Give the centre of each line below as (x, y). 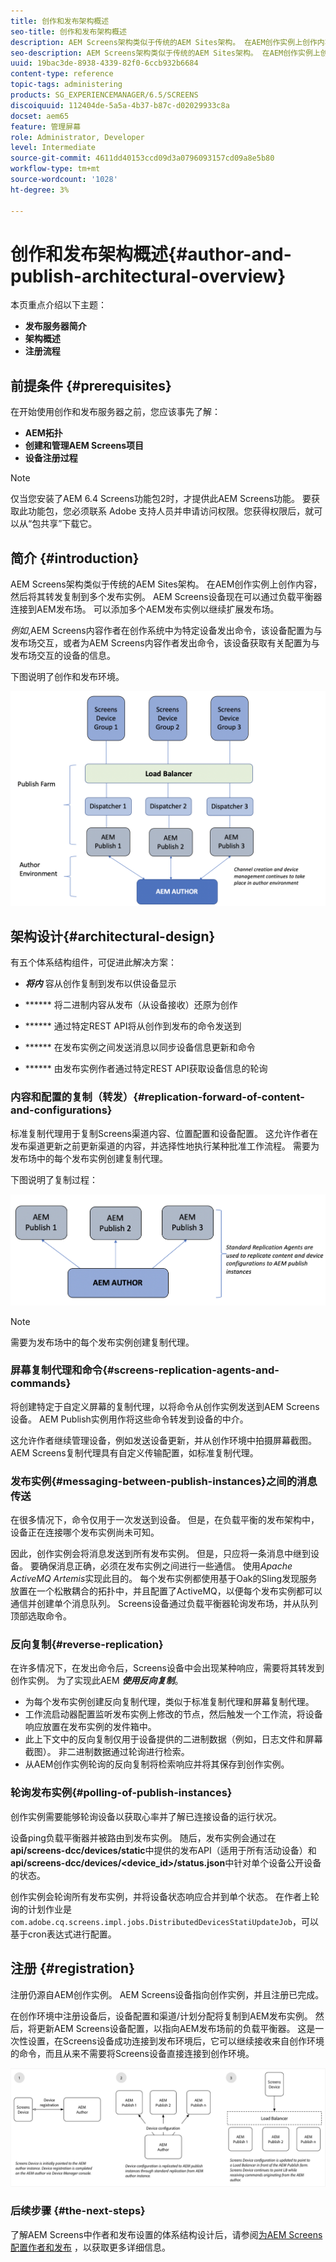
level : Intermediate (53, 148)
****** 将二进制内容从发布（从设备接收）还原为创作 (131, 1005)
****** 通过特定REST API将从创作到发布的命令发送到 (133, 1026)
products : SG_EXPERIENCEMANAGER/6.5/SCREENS (104, 95)
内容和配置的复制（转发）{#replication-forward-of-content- (157, 1097)
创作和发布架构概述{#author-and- (151, 254)
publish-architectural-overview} (148, 276)
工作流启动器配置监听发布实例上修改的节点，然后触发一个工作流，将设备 (173, 1714)
